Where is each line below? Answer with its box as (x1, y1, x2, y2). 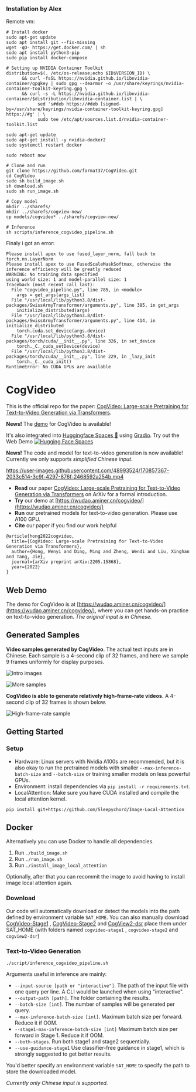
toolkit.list (6, 122, 38, 128)
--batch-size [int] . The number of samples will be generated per (14, 1001, 175, 1008)
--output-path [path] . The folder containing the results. (14, 994, 150, 1001)
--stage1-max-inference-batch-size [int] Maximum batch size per (14, 1025, 178, 1032)
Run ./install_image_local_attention (14, 862, 107, 869)
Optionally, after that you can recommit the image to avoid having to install (6, 873, 185, 880)
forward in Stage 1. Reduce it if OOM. (14, 1032, 104, 1039)
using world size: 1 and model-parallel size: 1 (6, 277, 127, 283)
